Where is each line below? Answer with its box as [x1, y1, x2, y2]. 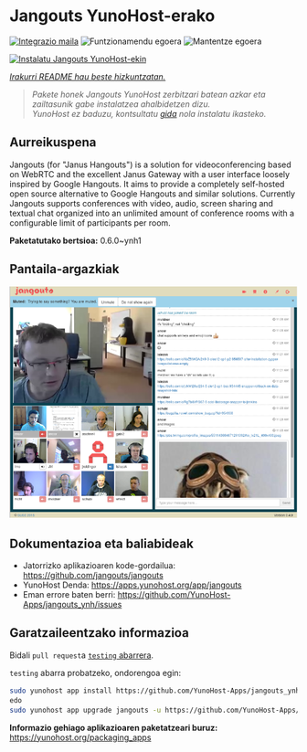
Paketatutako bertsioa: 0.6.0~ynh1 [9, 235, 142, 246]
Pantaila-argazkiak [9, 261, 120, 277]
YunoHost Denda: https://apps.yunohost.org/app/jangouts [22, 579, 242, 590]
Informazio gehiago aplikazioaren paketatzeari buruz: [9, 722, 218, 733]
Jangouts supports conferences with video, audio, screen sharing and [9, 197, 274, 208]
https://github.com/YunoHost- [117, 589, 231, 600]
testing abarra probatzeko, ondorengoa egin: [9, 667, 182, 678]
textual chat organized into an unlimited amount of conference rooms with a [9, 207, 295, 218]
